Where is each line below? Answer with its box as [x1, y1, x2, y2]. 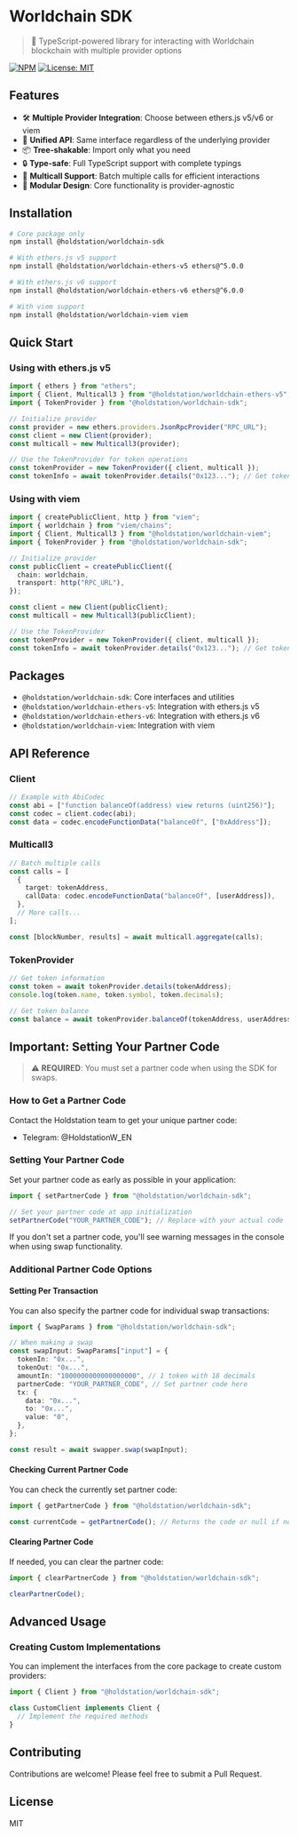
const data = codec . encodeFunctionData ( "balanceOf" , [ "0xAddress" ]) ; [9, 818, 272, 826]
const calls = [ [9, 866, 69, 876]
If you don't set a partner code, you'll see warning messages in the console [9, 1232, 286, 1242]
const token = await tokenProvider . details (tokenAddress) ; [9, 982, 232, 991]
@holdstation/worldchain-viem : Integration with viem [21, 720, 216, 730]
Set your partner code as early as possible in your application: [9, 1174, 237, 1185]
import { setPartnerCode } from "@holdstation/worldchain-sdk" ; [9, 1191, 252, 1201]
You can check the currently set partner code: [9, 1484, 177, 1495]
